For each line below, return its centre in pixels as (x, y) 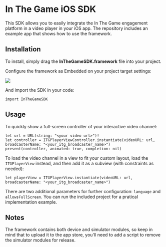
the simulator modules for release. (40, 240)
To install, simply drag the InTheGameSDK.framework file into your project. (83, 61)
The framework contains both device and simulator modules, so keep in (79, 230)
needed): (14, 169)
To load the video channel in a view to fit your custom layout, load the (77, 158)
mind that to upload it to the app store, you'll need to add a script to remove (83, 235)
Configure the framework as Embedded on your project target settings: (78, 71)
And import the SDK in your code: (40, 90)
